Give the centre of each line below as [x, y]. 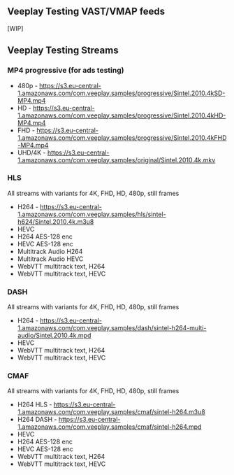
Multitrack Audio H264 [50, 251]
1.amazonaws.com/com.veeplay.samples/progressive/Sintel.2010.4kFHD [122, 137]
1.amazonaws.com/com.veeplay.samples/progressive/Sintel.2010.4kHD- [122, 115]
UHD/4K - [32, 153]
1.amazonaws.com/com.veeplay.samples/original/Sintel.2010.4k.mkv [116, 159]
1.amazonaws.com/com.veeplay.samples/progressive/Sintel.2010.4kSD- [121, 93]
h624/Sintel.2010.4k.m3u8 [56, 221]
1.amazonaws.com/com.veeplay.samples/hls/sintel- [92, 214]
